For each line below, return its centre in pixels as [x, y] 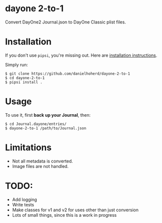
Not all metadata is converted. [43, 161]
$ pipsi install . [24, 82]
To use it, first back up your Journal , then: [48, 115]
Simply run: [17, 64]
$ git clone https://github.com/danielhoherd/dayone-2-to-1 [68, 74]
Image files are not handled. [40, 166]
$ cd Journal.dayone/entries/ [36, 124]
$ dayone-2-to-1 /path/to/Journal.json [46, 128]
